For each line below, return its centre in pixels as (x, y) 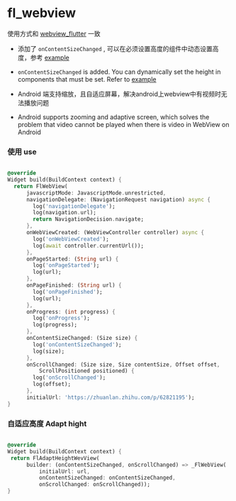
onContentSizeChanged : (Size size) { (82, 338)
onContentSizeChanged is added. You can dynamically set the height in (119, 72)
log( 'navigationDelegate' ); (74, 206)
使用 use (22, 152)
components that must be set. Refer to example (87, 79)
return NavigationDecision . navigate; (88, 219)
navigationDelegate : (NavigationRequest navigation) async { (118, 199)
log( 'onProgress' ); (62, 318)
